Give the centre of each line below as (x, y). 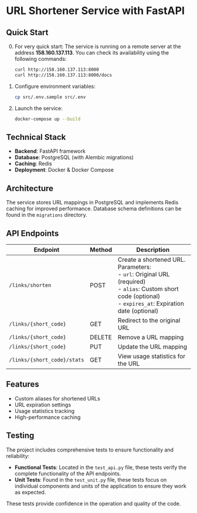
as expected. (30, 492)
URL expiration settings (43, 405)
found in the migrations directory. (47, 215)
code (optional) (139, 296)
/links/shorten (30, 285)
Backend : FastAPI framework (50, 151)
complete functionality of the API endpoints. (68, 473)
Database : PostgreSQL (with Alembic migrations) (74, 158)
